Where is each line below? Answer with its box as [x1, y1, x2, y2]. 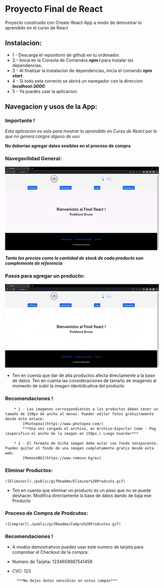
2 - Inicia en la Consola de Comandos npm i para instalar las [12, 57, 134, 63]
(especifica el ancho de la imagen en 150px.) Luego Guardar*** [5, 431, 139, 436]
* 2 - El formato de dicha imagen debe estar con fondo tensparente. [14, 441, 159, 446]
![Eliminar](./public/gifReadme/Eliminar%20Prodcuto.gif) [5, 478, 125, 484]
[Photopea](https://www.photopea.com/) [22, 422, 104, 427]
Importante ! [5, 117, 35, 124]
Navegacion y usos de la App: [5, 103, 98, 111]
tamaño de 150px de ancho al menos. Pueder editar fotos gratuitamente [5, 412, 154, 417]
